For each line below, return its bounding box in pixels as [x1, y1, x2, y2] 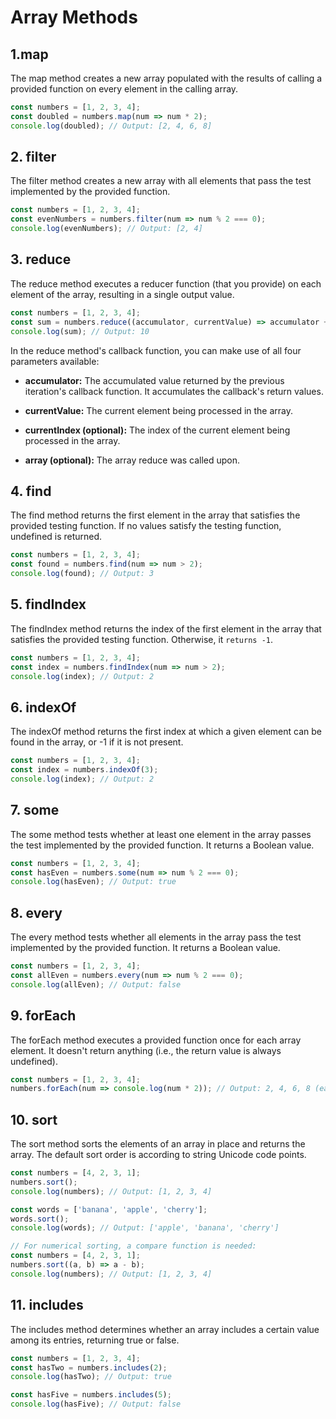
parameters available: [10, 355, 100, 367]
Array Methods [10, 6, 138, 29]
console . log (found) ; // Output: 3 [10, 569, 155, 579]
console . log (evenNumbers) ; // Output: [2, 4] [10, 224, 203, 234]
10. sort [10, 1111, 58, 1128]
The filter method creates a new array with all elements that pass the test [10, 175, 312, 187]
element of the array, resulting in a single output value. [10, 288, 235, 300]
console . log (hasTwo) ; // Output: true [10, 1372, 172, 1382]
